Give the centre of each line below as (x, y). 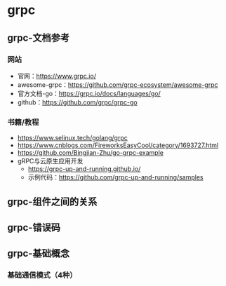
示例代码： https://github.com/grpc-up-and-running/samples (115, 177)
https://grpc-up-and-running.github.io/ (84, 169)
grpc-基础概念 (39, 253)
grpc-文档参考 (39, 38)
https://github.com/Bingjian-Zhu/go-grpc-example (90, 153)
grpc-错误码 (34, 227)
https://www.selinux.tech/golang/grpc (72, 138)
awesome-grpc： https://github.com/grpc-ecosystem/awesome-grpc (118, 84)
